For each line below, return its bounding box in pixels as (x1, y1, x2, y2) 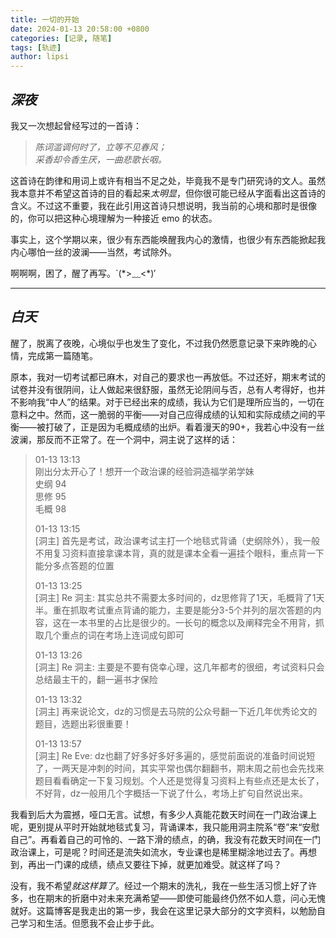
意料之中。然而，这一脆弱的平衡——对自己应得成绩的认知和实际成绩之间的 (10, 408, 317, 420)
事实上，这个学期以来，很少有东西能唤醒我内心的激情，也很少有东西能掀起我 (10, 233, 326, 245)
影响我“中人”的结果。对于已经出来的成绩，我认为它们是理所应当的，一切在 (18, 396, 325, 408)
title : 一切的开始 (10, 14, 80, 25)
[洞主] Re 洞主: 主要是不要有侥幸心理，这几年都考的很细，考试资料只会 (34, 661, 325, 673)
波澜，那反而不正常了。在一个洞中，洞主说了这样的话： (10, 433, 238, 445)
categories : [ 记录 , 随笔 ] (10, 33, 113, 43)
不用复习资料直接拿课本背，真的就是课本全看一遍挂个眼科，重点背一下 (34, 547, 325, 559)
